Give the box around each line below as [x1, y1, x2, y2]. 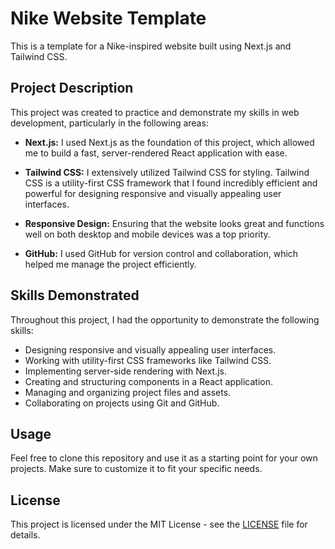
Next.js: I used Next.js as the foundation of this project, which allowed [24, 136, 315, 148]
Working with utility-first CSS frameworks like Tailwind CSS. [24, 354, 272, 366]
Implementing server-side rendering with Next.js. [24, 365, 227, 377]
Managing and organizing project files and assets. [24, 386, 232, 398]
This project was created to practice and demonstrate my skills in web [10, 106, 300, 118]
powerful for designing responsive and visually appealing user [24, 187, 282, 199]
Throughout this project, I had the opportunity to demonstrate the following [10, 313, 320, 326]
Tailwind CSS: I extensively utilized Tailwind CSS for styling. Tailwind [24, 166, 310, 178]
